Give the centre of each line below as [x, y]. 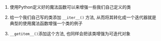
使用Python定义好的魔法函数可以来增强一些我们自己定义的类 [70, 7]
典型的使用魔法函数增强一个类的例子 [46, 23]
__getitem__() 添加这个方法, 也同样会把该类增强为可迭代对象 [70, 34]
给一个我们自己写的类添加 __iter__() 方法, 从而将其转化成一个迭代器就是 [83, 17]
